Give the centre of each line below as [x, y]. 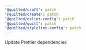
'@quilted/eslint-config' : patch [39, 19]
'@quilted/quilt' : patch [30, 24]
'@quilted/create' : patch [31, 14]
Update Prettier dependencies [36, 42]
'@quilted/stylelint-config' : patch [43, 28]
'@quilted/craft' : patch [30, 10]
